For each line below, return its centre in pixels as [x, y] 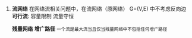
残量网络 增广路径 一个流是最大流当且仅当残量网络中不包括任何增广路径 [89, 29]
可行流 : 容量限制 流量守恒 [43, 16]
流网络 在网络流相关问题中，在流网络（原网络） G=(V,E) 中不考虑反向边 [99, 9]
